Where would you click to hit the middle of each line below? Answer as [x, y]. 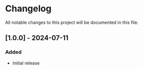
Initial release [26, 63]
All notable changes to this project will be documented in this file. [72, 22]
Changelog [28, 9]
